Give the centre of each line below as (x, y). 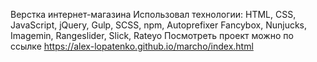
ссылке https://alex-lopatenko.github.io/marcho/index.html (132, 46)
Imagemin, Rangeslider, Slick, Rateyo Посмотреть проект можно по (152, 35)
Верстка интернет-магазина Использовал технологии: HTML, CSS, (153, 14)
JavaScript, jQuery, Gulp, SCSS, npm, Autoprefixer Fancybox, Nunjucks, (159, 25)
